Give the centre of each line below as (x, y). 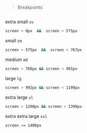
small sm (14, 41)
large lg (13, 79)
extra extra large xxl (26, 116)
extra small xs (19, 22)
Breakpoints (30, 7)
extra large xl (19, 97)
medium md (17, 59)
